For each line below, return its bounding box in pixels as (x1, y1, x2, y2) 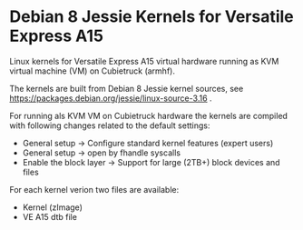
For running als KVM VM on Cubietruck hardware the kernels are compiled (9, 110, 288, 121)
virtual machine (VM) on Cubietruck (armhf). (9, 65, 175, 76)
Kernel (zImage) (22, 202, 83, 213)
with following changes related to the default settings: (9, 120, 210, 131)
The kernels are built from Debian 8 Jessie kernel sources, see (9, 83, 244, 94)
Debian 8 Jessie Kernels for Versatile (9, 6, 295, 27)
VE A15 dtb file (22, 211, 77, 222)
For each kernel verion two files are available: (9, 184, 180, 195)
